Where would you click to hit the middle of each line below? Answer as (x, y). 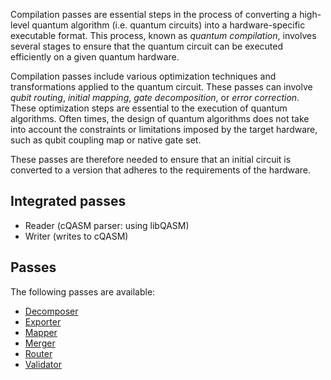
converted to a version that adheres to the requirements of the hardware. (161, 170)
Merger (40, 343)
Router (38, 353)
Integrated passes (68, 201)
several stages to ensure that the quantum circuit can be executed (147, 46)
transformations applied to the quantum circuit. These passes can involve (161, 87)
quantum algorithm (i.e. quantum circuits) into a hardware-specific (168, 25)
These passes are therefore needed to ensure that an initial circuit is (151, 159)
